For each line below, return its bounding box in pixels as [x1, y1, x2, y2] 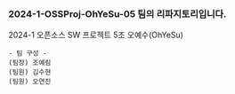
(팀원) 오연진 [8, 77, 52, 86]
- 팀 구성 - [8, 49, 47, 59]
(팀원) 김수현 [8, 68, 52, 77]
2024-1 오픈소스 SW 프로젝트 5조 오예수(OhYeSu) [8, 29, 184, 41]
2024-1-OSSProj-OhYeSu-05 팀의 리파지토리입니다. [8, 7, 227, 20]
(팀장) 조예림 [8, 59, 52, 67]
